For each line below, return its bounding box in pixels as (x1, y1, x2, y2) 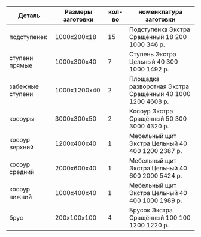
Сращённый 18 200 (129, 33, 187, 41)
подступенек (9, 33, 47, 41)
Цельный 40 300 (129, 58, 178, 65)
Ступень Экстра (129, 50, 176, 58)
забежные (9, 82, 39, 91)
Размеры (65, 8, 93, 16)
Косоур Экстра (129, 107, 173, 115)
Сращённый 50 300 (129, 115, 187, 122)
